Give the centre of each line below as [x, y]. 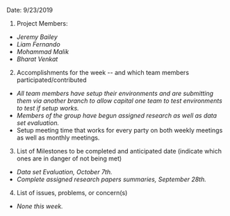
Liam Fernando [38, 44]
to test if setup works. [48, 108]
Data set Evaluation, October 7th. [64, 172]
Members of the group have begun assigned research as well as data [116, 115]
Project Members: [42, 23]
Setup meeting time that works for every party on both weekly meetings [120, 130]
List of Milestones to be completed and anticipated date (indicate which [119, 151]
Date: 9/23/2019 [30, 10]
